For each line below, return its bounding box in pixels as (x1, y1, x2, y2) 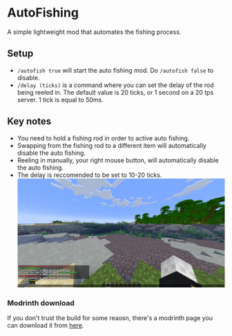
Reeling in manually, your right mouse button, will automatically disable (17, 156, 219, 164)
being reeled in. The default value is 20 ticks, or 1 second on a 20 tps (17, 88, 214, 96)
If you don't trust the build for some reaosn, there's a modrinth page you (7, 314, 213, 322)
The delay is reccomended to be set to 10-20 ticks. (17, 171, 162, 179)
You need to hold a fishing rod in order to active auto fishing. (17, 133, 190, 142)
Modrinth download (7, 298, 75, 308)
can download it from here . (7, 321, 84, 330)
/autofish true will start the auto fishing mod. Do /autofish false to (17, 66, 214, 74)
